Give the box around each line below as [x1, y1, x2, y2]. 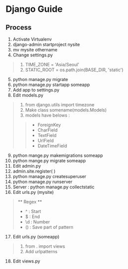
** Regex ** [17, 199, 42, 205]
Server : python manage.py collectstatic [12, 184, 95, 190]
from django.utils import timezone [25, 102, 95, 107]
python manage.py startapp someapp [12, 82, 90, 88]
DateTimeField [37, 143, 67, 149]
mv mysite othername [12, 47, 58, 52]
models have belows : [25, 112, 70, 118]
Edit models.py [12, 92, 44, 98]
